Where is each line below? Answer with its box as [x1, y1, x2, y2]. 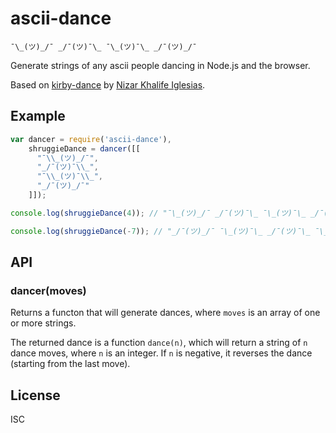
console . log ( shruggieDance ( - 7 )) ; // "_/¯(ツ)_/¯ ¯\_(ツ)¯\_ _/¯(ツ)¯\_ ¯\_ [10, 226, 329, 236]
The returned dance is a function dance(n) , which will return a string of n [10, 337, 308, 349]
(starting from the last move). [10, 358, 131, 370]
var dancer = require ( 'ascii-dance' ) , [10, 134, 172, 144]
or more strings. [10, 317, 77, 329]
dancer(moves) [10, 283, 87, 297]
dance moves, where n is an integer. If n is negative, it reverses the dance [10, 347, 313, 359]
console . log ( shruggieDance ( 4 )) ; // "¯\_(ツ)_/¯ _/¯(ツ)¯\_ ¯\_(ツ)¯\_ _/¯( [10, 208, 329, 218]
